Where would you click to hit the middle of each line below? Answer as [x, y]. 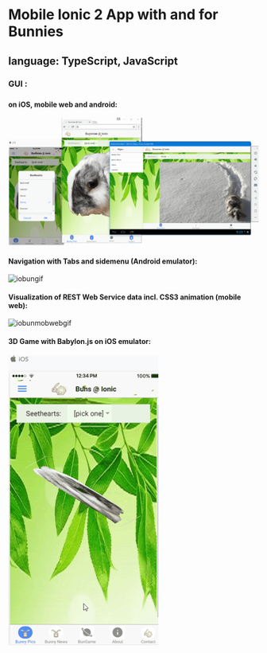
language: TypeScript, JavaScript [93, 61]
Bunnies [36, 31]
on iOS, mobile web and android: [63, 104]
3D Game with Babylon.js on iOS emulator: [79, 341]
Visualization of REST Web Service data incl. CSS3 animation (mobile [125, 297]
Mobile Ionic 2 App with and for [113, 15]
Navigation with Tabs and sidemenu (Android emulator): [103, 261]
